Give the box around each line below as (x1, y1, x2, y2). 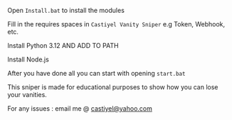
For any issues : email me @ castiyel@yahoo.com (7, 104, 153, 113)
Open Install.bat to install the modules (7, 6, 125, 14)
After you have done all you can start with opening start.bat (7, 69, 186, 77)
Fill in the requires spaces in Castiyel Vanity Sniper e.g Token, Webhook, (7, 20, 226, 28)
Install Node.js (7, 55, 50, 64)
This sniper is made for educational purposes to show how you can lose (7, 83, 218, 91)
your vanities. (7, 91, 48, 99)
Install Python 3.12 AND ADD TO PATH (7, 41, 119, 49)
